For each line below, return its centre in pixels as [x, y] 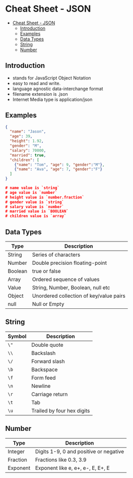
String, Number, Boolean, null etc [71, 288]
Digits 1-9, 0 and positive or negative [80, 451]
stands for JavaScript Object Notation [52, 78]
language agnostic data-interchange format [58, 89]
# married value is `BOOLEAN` [37, 211]
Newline [41, 386]
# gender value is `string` [35, 202]
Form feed [43, 378]
